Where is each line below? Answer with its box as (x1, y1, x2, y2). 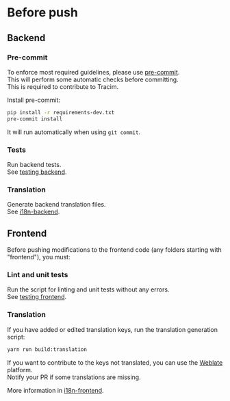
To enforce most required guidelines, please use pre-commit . (7, 68, 180, 76)
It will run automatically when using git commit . (7, 128, 141, 136)
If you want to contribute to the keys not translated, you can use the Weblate (7, 358, 223, 367)
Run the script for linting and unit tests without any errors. (7, 285, 170, 294)
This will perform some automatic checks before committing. (7, 75, 179, 83)
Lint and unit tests (7, 270, 68, 279)
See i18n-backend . (7, 207, 60, 216)
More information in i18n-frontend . (7, 386, 104, 394)
